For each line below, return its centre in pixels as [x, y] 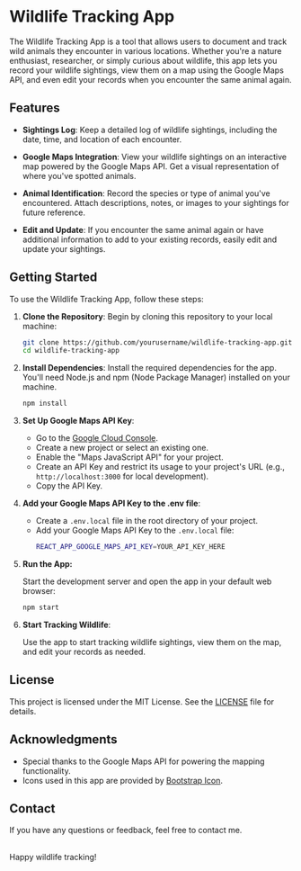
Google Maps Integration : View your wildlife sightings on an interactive [155, 157]
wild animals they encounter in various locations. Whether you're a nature [146, 50]
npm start [41, 608]
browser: [39, 591]
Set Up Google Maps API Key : [78, 421]
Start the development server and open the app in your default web [147, 581]
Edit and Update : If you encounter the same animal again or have [143, 229]
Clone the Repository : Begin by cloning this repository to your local [147, 316]
